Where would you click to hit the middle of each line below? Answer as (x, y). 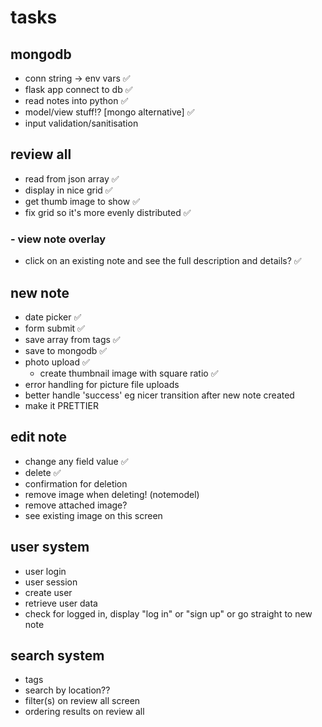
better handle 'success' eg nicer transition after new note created (159, 395)
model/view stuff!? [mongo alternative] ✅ (109, 112)
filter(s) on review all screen (82, 701)
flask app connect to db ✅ (78, 89)
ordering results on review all (84, 712)
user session (51, 582)
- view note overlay (58, 239)
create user (48, 592)
